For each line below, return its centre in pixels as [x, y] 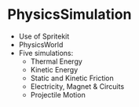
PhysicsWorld [41, 44]
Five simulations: [46, 53]
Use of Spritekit [44, 36]
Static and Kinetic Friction [72, 78]
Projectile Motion [58, 94]
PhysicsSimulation [69, 15]
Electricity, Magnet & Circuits [77, 86]
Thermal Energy [57, 61]
